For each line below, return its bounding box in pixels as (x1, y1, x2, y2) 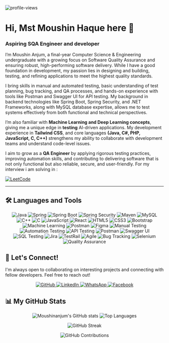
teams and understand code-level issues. (5, 141, 92, 147)
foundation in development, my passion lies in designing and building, (5, 68, 150, 74)
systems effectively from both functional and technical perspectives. (5, 110, 147, 116)
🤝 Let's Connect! (5, 253, 59, 262)
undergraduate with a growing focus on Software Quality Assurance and (5, 57, 155, 63)
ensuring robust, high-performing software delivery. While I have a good (5, 62, 155, 68)
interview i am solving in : (5, 166, 58, 173)
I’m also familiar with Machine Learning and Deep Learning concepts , (5, 119, 151, 125)
